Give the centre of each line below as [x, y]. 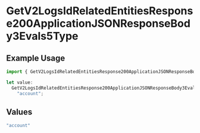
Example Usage [36, 58]
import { [17, 72]
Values [19, 112]
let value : [20, 82]
